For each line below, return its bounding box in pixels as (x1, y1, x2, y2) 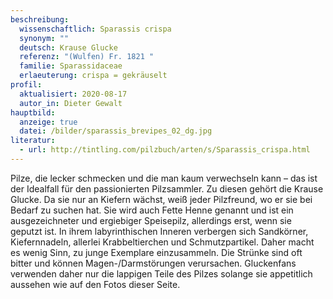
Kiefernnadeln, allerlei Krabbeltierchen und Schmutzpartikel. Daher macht (10, 236, 315, 248)
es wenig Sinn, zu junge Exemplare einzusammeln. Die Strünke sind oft (10, 246, 303, 258)
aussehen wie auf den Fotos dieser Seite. (10, 278, 181, 290)
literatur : (10, 136, 56, 146)
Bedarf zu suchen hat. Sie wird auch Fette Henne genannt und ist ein (10, 204, 294, 216)
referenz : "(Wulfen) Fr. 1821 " (19, 52, 155, 62)
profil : (10, 80, 43, 90)
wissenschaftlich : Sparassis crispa (19, 24, 172, 34)
